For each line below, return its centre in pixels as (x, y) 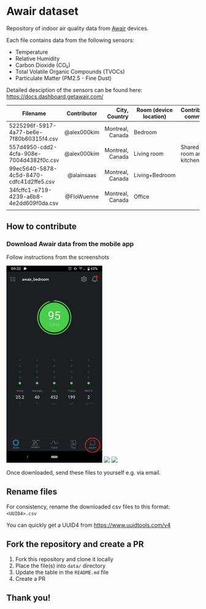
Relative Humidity (37, 58)
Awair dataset (42, 11)
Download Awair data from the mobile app (70, 243)
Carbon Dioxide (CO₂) (43, 65)
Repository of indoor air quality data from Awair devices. (78, 28)
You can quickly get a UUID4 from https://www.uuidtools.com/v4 (89, 525)
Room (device (154, 110)
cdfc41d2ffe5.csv (32, 182)
